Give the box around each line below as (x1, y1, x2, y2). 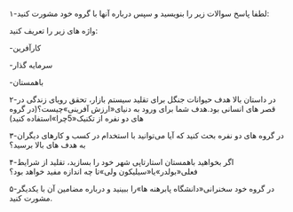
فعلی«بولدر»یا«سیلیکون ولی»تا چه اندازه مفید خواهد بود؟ (9, 166, 198, 177)
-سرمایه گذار (9, 59, 53, 70)
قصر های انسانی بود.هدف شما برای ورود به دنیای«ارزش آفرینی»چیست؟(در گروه (9, 104, 276, 114)
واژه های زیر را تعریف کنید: (9, 26, 99, 35)
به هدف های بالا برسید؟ (9, 139, 86, 150)
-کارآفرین (9, 43, 42, 53)
